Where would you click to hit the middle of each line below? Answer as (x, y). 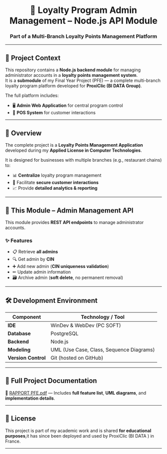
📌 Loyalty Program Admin (83, 10)
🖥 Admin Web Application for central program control (68, 106)
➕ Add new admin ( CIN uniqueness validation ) (61, 266)
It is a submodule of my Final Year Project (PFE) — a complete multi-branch (83, 81)
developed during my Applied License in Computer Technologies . (74, 150)
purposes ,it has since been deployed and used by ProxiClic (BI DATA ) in (80, 436)
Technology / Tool (103, 317)
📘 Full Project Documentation (51, 381)
